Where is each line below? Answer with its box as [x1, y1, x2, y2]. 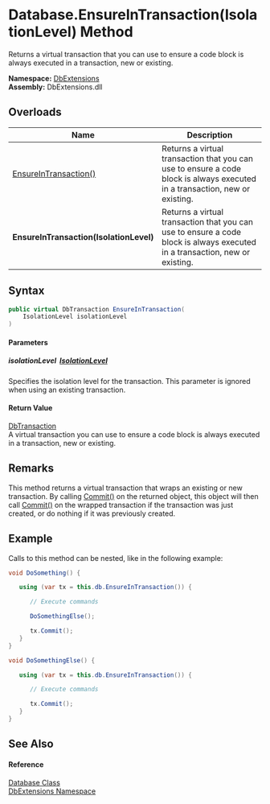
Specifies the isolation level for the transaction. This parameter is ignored [8, 376, 251, 386]
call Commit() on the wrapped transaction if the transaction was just [8, 500, 234, 509]
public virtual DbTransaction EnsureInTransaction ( [8, 305, 185, 313]
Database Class [8, 777, 60, 787]
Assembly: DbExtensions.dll [8, 82, 103, 92]
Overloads [8, 105, 62, 119]
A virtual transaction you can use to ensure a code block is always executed [8, 429, 260, 439]
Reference [8, 759, 44, 769]
